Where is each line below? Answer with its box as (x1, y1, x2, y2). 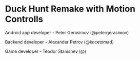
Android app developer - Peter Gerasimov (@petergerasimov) (5, 29, 129, 35)
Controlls (5, 14, 43, 25)
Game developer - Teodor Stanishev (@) (5, 48, 86, 54)
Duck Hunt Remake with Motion (5, 3, 136, 15)
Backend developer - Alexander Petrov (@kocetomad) (5, 39, 114, 44)
